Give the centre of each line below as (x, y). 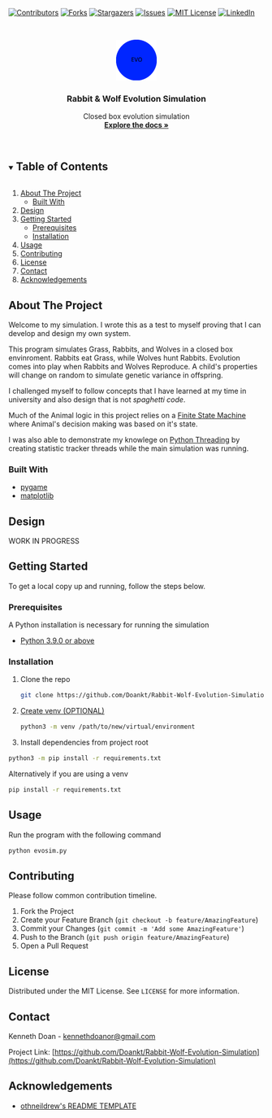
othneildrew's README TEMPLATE (78, 1106)
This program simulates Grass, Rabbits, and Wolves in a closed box (121, 349)
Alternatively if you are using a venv (68, 774)
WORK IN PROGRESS (44, 541)
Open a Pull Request (54, 946)
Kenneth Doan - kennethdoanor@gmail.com (82, 1037)
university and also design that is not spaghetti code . (97, 400)
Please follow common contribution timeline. (83, 896)
